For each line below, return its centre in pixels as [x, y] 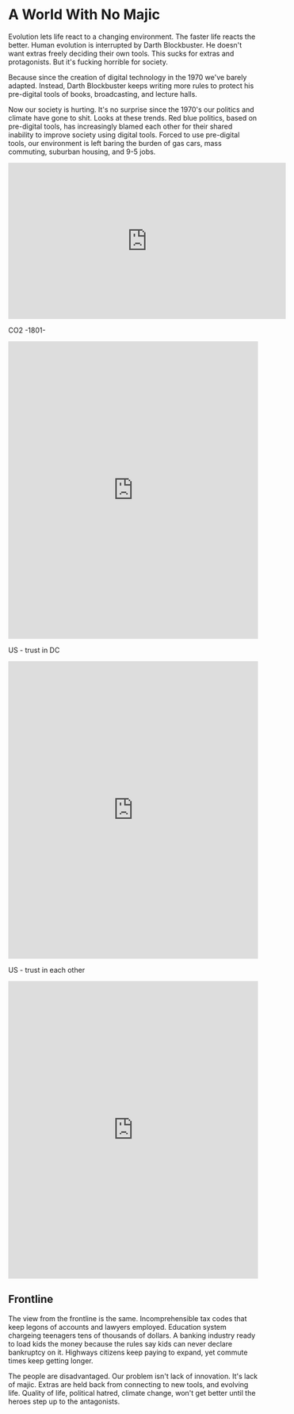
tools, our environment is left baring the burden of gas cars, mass [115, 143]
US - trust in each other [47, 970]
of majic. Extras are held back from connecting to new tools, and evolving [128, 1384]
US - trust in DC [34, 650]
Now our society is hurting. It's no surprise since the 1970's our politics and [132, 110]
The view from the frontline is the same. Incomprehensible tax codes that [128, 1318]
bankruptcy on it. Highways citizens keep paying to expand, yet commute [128, 1352]
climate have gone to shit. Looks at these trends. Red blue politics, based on [133, 117]
